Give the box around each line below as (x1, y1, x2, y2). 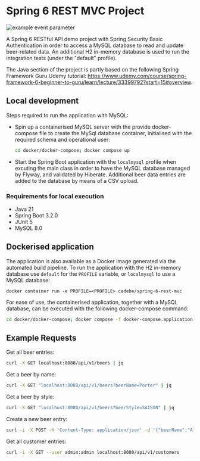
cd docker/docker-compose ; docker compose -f (6, 316, 121, 322)
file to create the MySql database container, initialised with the (39, 129, 192, 136)
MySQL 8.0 (14, 225, 43, 232)
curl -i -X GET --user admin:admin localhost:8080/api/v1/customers (6, 449, 180, 455)
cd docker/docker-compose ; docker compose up (14, 147, 130, 153)
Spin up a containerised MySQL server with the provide (14, 123, 151, 130)
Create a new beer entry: (6, 416, 67, 423)
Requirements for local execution (6, 192, 104, 200)
